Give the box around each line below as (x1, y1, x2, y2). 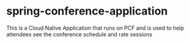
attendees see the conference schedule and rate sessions (6, 30, 153, 38)
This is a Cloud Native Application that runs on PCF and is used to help (6, 24, 185, 31)
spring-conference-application (6, 4, 168, 18)
